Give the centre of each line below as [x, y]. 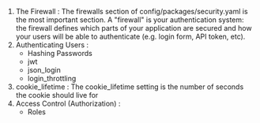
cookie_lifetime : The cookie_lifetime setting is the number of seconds [130, 87]
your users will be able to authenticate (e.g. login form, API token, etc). [130, 36]
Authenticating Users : [52, 45]
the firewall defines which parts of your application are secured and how [134, 28]
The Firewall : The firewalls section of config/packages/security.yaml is [132, 11]
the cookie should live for [57, 95]
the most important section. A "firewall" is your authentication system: [130, 20]
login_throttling [52, 78]
